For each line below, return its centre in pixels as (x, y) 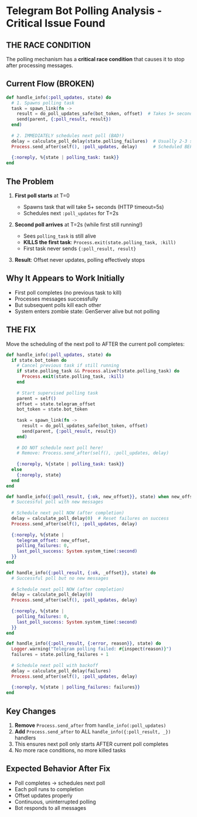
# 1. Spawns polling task (43, 103)
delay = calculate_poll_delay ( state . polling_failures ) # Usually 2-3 (99, 141)
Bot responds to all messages (50, 808)
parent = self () (37, 398)
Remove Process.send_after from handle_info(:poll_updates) (90, 725)
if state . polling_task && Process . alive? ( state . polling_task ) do (98, 371)
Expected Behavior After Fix (58, 769)
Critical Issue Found (56, 23)
